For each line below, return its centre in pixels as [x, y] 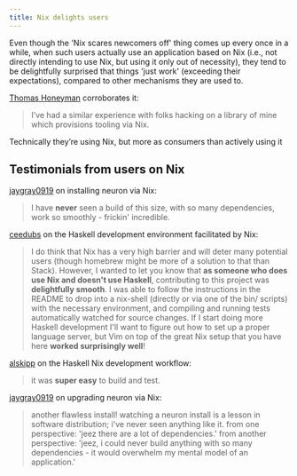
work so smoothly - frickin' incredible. [100, 218]
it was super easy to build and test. [96, 381]
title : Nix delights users [59, 17]
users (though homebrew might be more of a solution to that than [150, 261]
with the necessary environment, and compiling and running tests [150, 308]
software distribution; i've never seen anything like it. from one [145, 424]
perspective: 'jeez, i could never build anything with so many [141, 443]
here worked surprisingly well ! [88, 346]
